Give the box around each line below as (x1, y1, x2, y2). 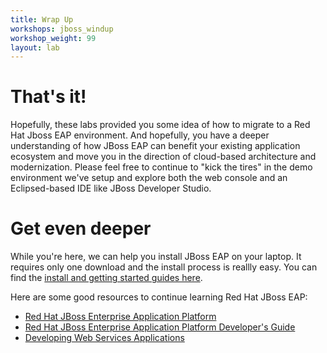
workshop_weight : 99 (10, 33, 97, 43)
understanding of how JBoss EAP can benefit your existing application (10, 140, 301, 152)
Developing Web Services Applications (24, 332, 185, 344)
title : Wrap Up (10, 14, 74, 25)
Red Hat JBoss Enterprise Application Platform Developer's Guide (24, 321, 296, 333)
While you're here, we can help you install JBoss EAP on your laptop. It (10, 251, 302, 263)
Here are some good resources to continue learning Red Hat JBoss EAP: (10, 291, 308, 303)
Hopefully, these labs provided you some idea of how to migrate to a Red (10, 119, 311, 131)
